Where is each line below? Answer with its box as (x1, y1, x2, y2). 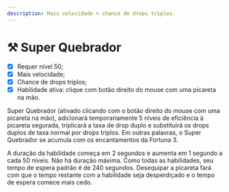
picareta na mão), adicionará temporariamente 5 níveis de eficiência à (7, 114, 204, 122)
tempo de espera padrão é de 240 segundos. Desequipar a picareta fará (7, 163, 212, 171)
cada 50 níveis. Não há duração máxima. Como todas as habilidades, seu (7, 156, 214, 165)
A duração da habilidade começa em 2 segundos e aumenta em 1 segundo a (7, 149, 223, 157)
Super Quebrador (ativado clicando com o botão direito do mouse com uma (7, 106, 221, 115)
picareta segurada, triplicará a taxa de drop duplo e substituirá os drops (7, 121, 210, 129)
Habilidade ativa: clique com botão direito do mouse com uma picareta (16, 85, 217, 93)
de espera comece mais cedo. (7, 178, 92, 186)
